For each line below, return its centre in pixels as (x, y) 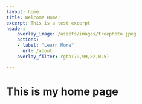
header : (16, 29)
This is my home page (63, 91)
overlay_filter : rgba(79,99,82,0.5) (63, 57)
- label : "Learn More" (46, 46)
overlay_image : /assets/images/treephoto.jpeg (77, 34)
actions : (28, 40)
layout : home (23, 12)
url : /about (37, 51)
